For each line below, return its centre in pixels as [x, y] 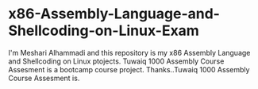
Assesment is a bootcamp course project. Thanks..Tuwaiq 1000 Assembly [129, 69]
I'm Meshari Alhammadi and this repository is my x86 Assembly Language [129, 52]
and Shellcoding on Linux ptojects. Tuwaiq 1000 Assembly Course [116, 61]
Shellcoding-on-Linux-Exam [104, 31]
